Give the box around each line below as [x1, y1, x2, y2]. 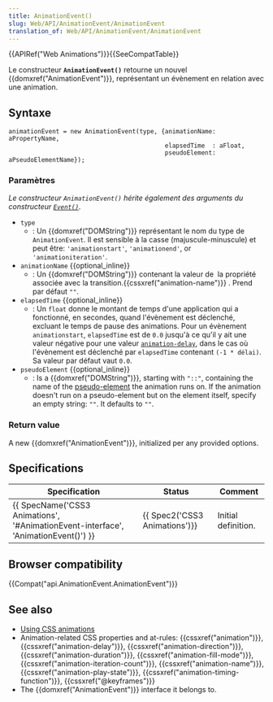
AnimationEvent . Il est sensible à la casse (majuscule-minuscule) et [32, 235, 257, 245]
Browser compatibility [8, 557, 123, 571]
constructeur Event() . [8, 202, 81, 211]
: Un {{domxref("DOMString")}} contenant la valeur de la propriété [32, 269, 257, 279]
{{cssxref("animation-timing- [141, 668, 240, 678]
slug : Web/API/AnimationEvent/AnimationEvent [8, 20, 165, 28]
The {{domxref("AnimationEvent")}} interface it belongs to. [19, 685, 217, 695]
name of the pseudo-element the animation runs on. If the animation [32, 382, 262, 391]
